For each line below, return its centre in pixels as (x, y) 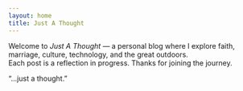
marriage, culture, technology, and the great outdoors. (99, 54)
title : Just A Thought (46, 23)
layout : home (30, 16)
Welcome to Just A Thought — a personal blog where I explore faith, (122, 45)
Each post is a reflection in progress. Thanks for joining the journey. (120, 63)
